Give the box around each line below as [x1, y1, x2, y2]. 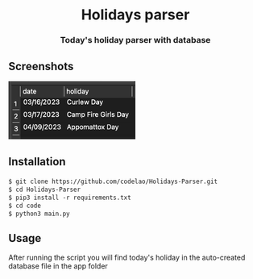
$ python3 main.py [8, 210, 70, 218]
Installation [8, 155, 66, 169]
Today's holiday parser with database [60, 35, 211, 46]
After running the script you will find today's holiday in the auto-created [8, 252, 246, 263]
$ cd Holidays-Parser [8, 185, 81, 194]
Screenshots [8, 59, 74, 73]
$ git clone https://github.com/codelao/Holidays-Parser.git [8, 177, 218, 185]
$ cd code [8, 202, 42, 210]
